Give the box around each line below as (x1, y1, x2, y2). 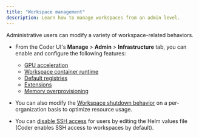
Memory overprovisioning (24, 87, 89, 94)
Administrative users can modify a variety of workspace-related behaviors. (6, 31, 194, 38)
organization (15, 105, 47, 113)
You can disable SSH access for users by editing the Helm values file (15, 117, 188, 125)
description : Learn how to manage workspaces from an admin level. (6, 15, 181, 21)
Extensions (24, 80, 52, 88)
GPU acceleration (24, 61, 69, 69)
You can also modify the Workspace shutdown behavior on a (15, 99, 168, 107)
